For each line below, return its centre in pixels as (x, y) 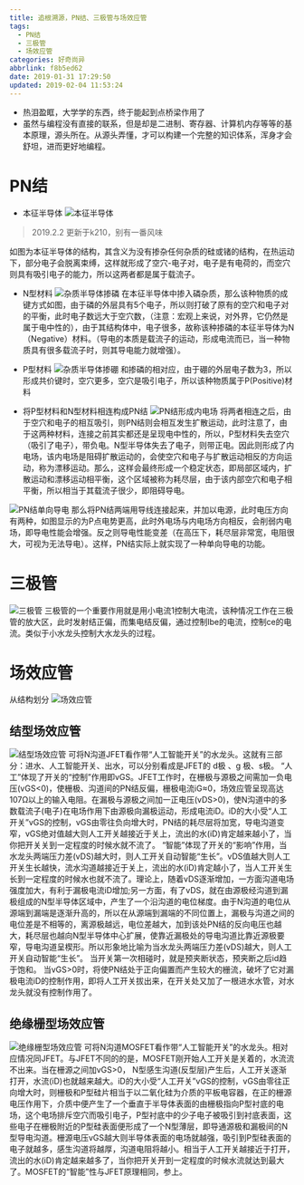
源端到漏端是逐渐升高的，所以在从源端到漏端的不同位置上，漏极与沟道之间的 (152, 913)
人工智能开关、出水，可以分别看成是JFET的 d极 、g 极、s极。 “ (166, 766)
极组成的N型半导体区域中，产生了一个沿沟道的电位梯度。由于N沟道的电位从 (150, 901)
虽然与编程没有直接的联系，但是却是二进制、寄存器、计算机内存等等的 (153, 123)
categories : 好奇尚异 (47, 60)
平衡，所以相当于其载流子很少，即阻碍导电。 (106, 490)
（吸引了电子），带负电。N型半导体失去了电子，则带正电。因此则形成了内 (158, 445)
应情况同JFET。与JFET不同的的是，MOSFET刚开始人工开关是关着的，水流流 (152, 1059)
